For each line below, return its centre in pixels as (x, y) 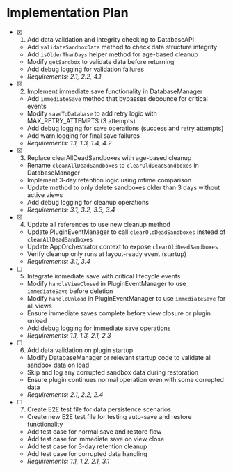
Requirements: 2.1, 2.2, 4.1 (64, 76)
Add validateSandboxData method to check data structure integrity (122, 47)
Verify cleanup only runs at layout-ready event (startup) (107, 254)
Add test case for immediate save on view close (96, 439)
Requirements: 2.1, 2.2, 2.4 (65, 394)
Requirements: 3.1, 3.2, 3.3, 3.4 (71, 210)
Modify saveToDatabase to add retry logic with (92, 113)
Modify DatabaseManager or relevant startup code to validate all (119, 357)
